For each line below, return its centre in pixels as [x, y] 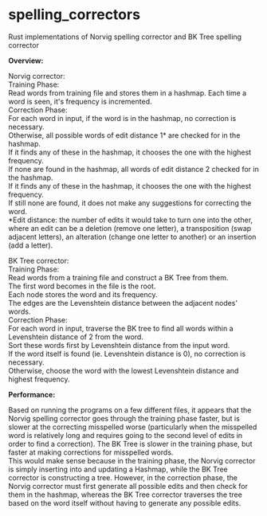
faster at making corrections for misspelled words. [91, 452]
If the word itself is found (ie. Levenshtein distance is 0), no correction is [127, 354]
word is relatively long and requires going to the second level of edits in [126, 435]
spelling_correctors [75, 15]
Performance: [32, 394]
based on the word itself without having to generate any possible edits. [125, 502]
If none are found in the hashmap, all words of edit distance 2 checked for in [133, 169]
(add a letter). [31, 245]
